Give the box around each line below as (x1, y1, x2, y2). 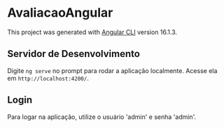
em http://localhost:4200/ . (7, 74, 89, 82)
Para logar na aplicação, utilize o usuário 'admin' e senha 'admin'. (7, 113, 197, 121)
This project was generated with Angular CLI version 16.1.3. (7, 28, 177, 36)
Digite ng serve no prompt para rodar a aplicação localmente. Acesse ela (7, 66, 218, 74)
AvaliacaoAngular (7, 5, 113, 21)
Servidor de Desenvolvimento (7, 48, 140, 60)
